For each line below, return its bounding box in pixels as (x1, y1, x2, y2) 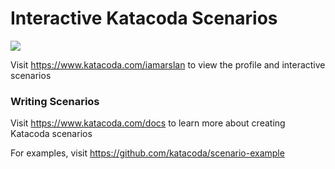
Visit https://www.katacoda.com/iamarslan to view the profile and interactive (10, 58, 326, 71)
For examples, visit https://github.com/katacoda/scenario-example (10, 147, 285, 159)
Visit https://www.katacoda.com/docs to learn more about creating (10, 117, 286, 129)
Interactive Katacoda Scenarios (10, 7, 278, 30)
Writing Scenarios (10, 94, 100, 108)
